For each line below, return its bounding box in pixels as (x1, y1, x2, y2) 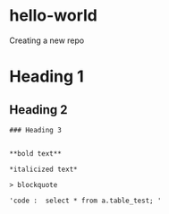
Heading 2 (9, 102, 69, 117)
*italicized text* (9, 165, 78, 174)
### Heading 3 (9, 125, 63, 134)
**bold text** (9, 149, 63, 158)
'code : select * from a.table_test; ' (9, 196, 163, 205)
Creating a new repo (9, 35, 85, 46)
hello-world (9, 5, 98, 26)
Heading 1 (9, 66, 85, 87)
